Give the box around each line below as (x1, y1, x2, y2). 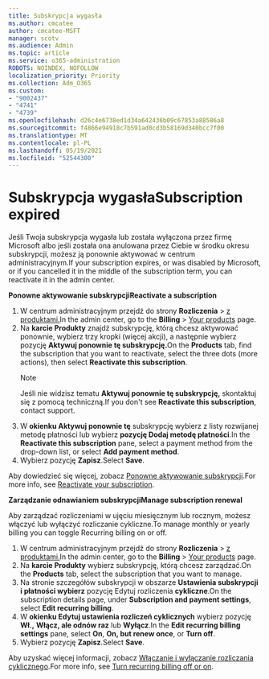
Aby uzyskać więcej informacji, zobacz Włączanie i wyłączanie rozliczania (8, 653, 255, 663)
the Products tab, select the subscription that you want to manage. (19, 569, 243, 579)
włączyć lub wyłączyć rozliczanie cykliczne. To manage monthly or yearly (8, 520, 251, 529)
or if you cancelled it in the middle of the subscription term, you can (8, 266, 233, 276)
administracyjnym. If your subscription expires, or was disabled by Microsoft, (8, 258, 261, 268)
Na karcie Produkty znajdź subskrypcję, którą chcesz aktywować (19, 323, 239, 333)
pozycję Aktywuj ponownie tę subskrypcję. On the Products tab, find (19, 340, 252, 350)
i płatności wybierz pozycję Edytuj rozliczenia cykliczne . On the (19, 586, 232, 596)
